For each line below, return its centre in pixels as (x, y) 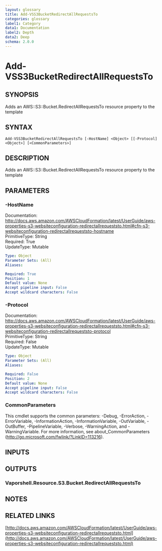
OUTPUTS (21, 469)
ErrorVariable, (19, 421)
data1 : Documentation (27, 28)
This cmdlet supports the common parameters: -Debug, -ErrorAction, (76, 416)
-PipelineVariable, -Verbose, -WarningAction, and (77, 426)
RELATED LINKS (30, 516)
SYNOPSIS (22, 95)
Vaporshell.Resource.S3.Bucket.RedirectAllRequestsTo (73, 483)
